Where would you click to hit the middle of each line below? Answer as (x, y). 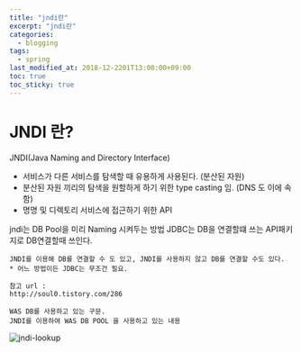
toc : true (28, 77)
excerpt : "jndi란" (43, 26)
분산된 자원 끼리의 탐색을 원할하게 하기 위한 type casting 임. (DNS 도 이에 (152, 187)
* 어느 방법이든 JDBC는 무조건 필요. (69, 268)
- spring (34, 59)
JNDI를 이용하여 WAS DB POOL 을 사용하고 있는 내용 (95, 320)
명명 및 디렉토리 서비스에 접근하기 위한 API (97, 210)
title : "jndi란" (39, 18)
